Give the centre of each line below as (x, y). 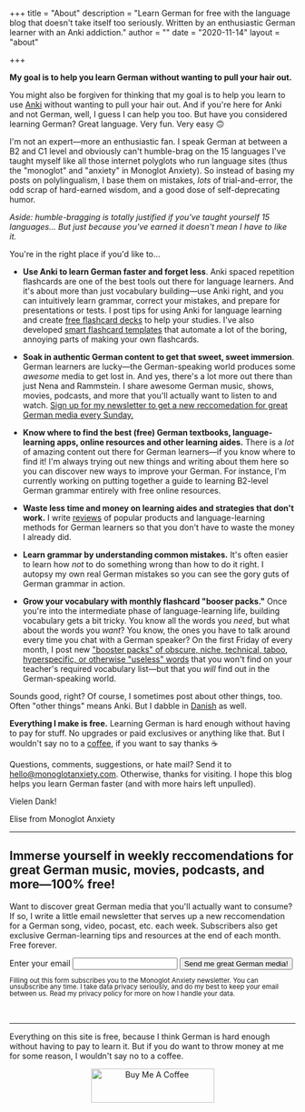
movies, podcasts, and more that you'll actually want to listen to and (150, 396)
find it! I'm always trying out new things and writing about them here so (155, 461)
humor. (23, 200)
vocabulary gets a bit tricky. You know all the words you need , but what (156, 621)
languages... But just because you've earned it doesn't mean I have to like (148, 227)
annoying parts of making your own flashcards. (111, 339)
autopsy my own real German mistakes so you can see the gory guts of (156, 574)
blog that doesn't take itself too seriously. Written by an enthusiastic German (152, 23)
